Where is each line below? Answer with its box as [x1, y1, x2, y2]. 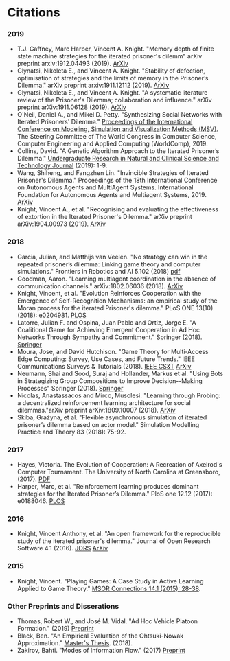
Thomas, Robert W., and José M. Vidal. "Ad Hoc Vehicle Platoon [16, 616, 198, 625]
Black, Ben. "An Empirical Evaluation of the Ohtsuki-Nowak [16, 631, 184, 640]
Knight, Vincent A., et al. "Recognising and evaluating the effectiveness [16, 205, 218, 213]
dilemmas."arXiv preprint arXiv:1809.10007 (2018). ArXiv [16, 406, 176, 414]
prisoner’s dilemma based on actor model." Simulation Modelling [16, 420, 200, 428]
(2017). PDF [16, 475, 51, 483]
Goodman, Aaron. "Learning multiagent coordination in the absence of [16, 275, 216, 283]
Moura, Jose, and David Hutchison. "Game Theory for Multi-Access [16, 347, 209, 356]
